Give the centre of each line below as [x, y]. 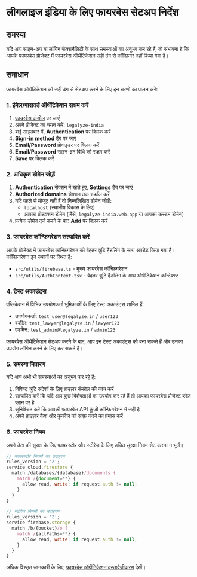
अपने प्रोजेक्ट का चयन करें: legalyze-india [59, 125]
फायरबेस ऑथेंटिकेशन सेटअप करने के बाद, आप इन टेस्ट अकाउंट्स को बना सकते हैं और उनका [95, 341]
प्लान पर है [24, 402]
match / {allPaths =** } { [47, 534]
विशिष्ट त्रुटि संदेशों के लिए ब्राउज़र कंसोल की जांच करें [64, 389]
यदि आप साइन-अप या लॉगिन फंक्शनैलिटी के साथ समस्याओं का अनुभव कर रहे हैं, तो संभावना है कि [98, 49]
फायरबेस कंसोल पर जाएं [37, 118]
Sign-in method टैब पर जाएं [45, 138]
